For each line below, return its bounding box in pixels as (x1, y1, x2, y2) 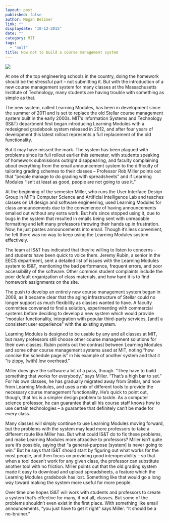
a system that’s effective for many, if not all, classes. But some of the (5, 494, 148, 501)
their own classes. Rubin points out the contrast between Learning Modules (5, 341, 162, 348)
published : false (5, 12, 42, 17)
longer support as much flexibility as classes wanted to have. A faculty (5, 299, 152, 306)
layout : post (5, 7, 33, 13)
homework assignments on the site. (5, 279, 79, 285)
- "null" (10, 45, 28, 50)
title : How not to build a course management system (5, 50, 119, 55)
